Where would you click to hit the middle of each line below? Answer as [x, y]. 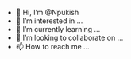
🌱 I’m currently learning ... [58, 29]
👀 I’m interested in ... [49, 21]
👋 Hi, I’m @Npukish [47, 12]
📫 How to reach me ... [52, 47]
